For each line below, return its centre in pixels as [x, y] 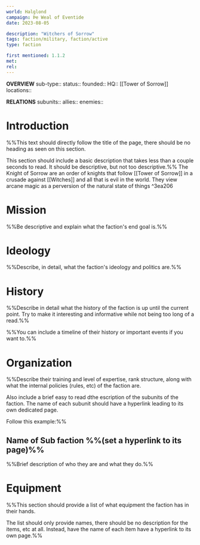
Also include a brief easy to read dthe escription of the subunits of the [93, 397]
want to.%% [21, 339]
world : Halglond [26, 12]
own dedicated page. [32, 410]
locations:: [19, 90]
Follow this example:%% [36, 422]
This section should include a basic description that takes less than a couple [100, 160]
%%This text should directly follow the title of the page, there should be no [99, 142]
